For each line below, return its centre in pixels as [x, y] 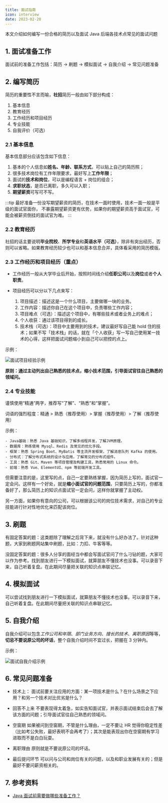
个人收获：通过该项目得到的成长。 [55, 320]
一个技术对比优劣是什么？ [56, 698]
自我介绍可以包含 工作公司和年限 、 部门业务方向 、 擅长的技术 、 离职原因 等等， [84, 634]
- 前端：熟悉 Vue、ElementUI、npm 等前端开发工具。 [54, 468]
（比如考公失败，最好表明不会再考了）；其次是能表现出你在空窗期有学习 [86, 731]
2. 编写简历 [22, 81]
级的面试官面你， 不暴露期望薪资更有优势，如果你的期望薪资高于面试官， [80, 209]
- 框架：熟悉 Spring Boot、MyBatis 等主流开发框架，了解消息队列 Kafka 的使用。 [82, 452]
